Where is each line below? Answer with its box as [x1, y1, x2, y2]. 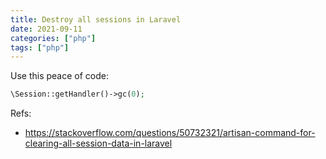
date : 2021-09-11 [10, 24, 83, 34]
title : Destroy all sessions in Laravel [10, 14, 182, 25]
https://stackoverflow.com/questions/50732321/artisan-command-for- [24, 127, 316, 139]
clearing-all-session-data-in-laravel [24, 137, 173, 150]
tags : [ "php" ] [10, 42, 70, 53]
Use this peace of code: [10, 70, 109, 82]
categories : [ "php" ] [10, 33, 97, 43]
